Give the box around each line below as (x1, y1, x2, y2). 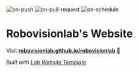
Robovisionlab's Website (6, 27, 134, 41)
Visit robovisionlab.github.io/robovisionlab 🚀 (6, 47, 120, 54)
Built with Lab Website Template (6, 58, 86, 66)
